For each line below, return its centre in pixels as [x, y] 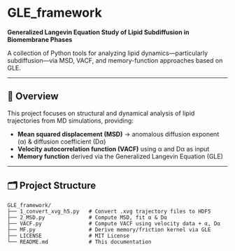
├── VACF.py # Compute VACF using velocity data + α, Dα [114, 223]
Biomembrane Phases [40, 39]
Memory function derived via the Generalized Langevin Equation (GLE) [120, 156]
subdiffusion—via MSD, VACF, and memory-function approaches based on [115, 60]
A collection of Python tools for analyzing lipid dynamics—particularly [108, 53]
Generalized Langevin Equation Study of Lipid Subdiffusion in [99, 32]
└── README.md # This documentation [79, 242]
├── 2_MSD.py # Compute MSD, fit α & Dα [87, 218]
